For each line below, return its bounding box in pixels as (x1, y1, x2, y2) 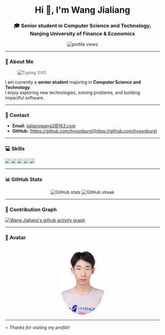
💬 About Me (5, 59, 34, 65)
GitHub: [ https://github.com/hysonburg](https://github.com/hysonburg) (12, 128, 158, 134)
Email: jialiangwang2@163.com (12, 123, 76, 129)
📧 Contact (5, 112, 29, 119)
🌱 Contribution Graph (5, 206, 57, 213)
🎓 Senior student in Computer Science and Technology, (14, 22, 151, 29)
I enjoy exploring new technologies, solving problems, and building (5, 90, 140, 95)
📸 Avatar (5, 234, 26, 241)
